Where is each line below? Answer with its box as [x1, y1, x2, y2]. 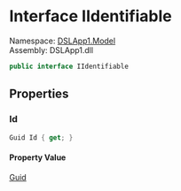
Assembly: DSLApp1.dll [9, 44, 94, 55]
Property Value [9, 152, 67, 163]
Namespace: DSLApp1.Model [9, 35, 116, 46]
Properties [9, 87, 69, 102]
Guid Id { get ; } [9, 133, 74, 142]
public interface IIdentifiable [9, 62, 129, 71]
